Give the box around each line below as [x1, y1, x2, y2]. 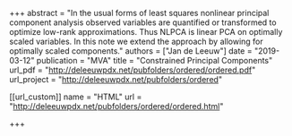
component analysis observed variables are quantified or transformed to [9, 17, 277, 28]
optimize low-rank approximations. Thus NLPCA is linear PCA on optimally [9, 27, 283, 37]
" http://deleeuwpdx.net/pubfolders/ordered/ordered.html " [9, 101, 224, 111]
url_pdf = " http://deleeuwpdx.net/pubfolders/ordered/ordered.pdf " [9, 64, 256, 75]
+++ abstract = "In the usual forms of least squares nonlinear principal [9, 8, 270, 18]
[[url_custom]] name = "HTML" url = [9, 91, 142, 102]
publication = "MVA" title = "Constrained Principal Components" [36, 55, 273, 65]
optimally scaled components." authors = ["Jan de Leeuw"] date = [9, 46, 253, 56]
